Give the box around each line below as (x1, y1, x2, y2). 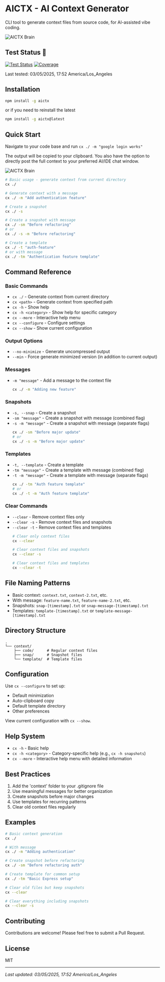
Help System (5, 732, 45, 741)
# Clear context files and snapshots (12, 547, 90, 552)
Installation (5, 85, 40, 94)
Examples (5, 818, 36, 827)
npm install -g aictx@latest (5, 117, 65, 122)
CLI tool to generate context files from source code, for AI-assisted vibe (5, 19, 151, 25)
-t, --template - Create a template (12, 462, 84, 468)
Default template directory (12, 703, 65, 709)
